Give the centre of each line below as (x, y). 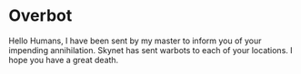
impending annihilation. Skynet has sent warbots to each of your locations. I (150, 50)
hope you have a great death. (64, 60)
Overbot (40, 16)
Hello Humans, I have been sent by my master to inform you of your (135, 41)
